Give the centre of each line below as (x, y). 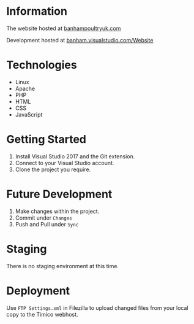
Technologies (42, 65)
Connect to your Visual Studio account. (65, 163)
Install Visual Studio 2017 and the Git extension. (75, 156)
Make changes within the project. (57, 211)
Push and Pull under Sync (47, 224)
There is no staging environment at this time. (63, 266)
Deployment (38, 291)
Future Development (59, 194)
